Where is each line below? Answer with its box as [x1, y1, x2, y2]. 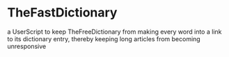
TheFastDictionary [7, 5, 118, 21]
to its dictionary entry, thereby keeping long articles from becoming [7, 34, 200, 43]
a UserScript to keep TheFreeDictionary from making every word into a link [7, 27, 222, 36]
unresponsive [7, 42, 47, 50]
